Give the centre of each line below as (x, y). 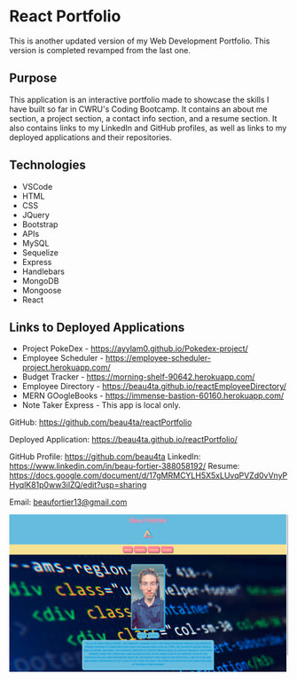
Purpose (33, 78)
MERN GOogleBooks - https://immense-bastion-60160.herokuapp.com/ (153, 395)
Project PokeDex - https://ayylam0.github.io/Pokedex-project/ (135, 348)
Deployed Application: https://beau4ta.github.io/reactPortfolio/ (123, 440)
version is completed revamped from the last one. (100, 50)
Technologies (48, 165)
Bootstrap (40, 224)
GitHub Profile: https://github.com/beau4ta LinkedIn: (105, 457)
